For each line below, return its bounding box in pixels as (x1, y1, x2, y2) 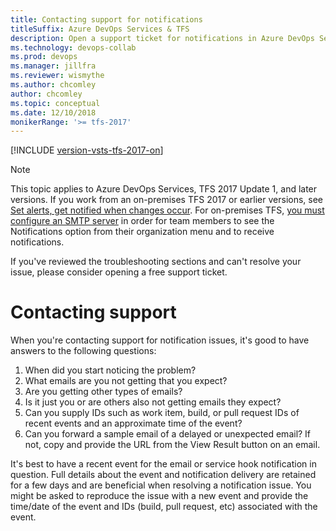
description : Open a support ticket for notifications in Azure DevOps (10, 33, 315, 43)
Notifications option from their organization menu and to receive (10, 226, 275, 238)
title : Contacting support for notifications (10, 14, 203, 25)
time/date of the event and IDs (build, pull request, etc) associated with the (10, 501, 318, 513)
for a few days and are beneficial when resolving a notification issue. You (10, 479, 312, 491)
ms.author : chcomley (10, 80, 97, 90)
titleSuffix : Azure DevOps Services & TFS (10, 24, 190, 34)
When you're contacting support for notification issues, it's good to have (10, 334, 310, 346)
